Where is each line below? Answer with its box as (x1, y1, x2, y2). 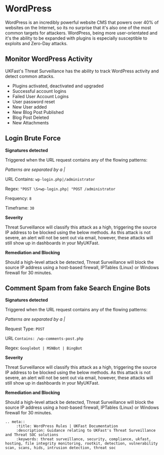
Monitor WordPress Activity (5, 55, 93, 63)
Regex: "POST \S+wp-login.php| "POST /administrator (5, 185, 116, 191)
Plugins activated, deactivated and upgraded (12, 83, 104, 89)
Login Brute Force (5, 134, 61, 143)
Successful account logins (12, 88, 67, 94)
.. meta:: (5, 419, 26, 424)
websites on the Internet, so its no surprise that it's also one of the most (5, 24, 152, 30)
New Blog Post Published (12, 109, 64, 115)
